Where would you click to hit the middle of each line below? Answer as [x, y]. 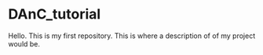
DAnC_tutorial [55, 14]
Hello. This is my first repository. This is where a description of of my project [132, 36]
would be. [24, 43]
